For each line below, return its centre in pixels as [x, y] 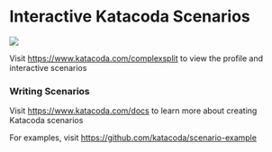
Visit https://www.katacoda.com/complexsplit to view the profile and [136, 58]
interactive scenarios [48, 67]
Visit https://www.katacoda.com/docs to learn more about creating [133, 111]
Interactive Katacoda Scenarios [130, 17]
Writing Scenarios [50, 91]
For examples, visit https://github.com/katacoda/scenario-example [133, 138]
